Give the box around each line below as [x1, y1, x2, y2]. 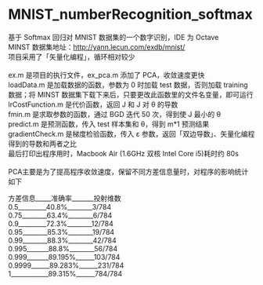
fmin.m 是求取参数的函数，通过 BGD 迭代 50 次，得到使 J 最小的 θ [8, 109, 222, 119]
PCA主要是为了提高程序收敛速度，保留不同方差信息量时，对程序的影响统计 [8, 166, 249, 176]
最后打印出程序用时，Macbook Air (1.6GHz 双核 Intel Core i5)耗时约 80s [8, 148, 239, 158]
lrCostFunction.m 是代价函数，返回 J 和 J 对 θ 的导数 [8, 100, 178, 109]
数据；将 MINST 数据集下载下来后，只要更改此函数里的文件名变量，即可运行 [8, 90, 254, 99]
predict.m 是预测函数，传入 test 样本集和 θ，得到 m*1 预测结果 [8, 119, 210, 129]
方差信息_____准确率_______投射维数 [8, 193, 121, 203]
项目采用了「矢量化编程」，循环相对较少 [8, 52, 135, 61]
